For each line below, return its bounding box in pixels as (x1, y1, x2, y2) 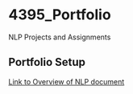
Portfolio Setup (8, 55, 86, 69)
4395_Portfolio (8, 6, 111, 24)
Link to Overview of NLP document (8, 76, 125, 86)
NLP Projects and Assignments (8, 32, 111, 42)
